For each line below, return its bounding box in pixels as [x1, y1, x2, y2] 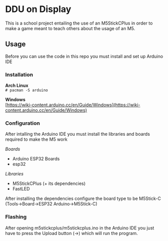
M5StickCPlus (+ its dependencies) [12, 180, 86, 186]
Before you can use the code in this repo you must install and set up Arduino [5, 53, 163, 59]
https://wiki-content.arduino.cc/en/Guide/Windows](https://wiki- [7, 102, 140, 108]
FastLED [12, 186, 30, 192]
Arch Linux [5, 83, 29, 89]
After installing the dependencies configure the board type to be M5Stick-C [5, 195, 161, 201]
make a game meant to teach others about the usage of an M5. [5, 25, 135, 31]
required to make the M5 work [5, 136, 68, 142]
